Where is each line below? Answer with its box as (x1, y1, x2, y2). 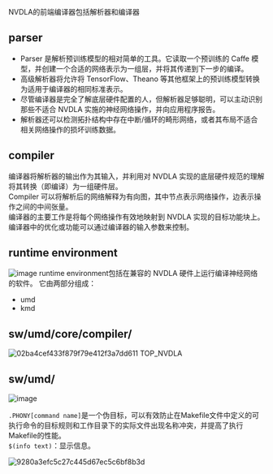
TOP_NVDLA (139, 348, 183, 359)
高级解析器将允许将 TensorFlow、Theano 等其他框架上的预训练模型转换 (19, 74, 260, 84)
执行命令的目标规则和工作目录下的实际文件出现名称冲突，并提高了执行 (8, 420, 244, 430)
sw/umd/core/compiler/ (8, 327, 132, 341)
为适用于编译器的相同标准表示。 (19, 84, 128, 93)
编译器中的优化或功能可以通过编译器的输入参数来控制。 (8, 222, 193, 231)
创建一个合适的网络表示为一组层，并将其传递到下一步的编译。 (41, 63, 249, 73)
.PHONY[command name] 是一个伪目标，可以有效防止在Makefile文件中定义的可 (8, 411, 260, 420)
